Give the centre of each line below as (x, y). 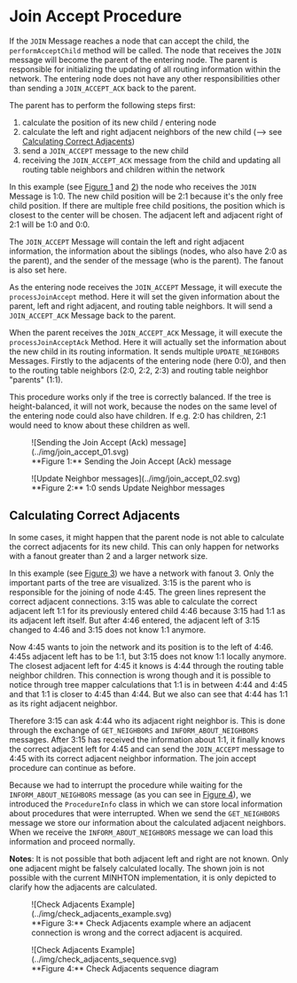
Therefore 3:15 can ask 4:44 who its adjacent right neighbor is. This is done (147, 720)
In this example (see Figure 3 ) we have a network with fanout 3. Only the (142, 573)
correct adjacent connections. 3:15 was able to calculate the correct (133, 602)
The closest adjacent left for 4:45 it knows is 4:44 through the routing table (146, 665)
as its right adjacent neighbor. (63, 704)
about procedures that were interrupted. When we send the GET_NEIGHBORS (145, 813)
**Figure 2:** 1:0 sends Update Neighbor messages (128, 488)
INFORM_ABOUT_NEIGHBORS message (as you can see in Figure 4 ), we (130, 794)
